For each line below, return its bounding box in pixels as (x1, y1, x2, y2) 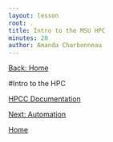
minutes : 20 (8, 34, 48, 42)
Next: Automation (8, 109, 67, 120)
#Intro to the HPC (8, 79, 67, 89)
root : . (8, 19, 34, 27)
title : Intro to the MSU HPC (8, 26, 106, 34)
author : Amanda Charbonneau (8, 41, 103, 49)
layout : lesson (8, 11, 59, 20)
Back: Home (8, 63, 49, 73)
